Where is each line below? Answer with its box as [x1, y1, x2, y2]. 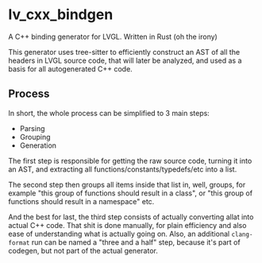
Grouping [19, 132, 51, 141]
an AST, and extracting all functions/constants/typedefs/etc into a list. [8, 164, 237, 174]
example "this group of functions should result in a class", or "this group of [8, 188, 252, 198]
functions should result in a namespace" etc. [8, 196, 155, 206]
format [8, 238, 30, 247]
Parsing [19, 123, 45, 133]
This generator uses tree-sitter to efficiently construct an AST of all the [8, 47, 241, 56]
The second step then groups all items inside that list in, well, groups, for [8, 180, 246, 189]
